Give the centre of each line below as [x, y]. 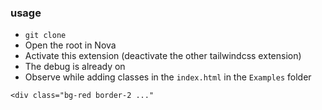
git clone [45, 36]
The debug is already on [75, 67]
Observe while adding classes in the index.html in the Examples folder [168, 77]
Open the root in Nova [70, 45]
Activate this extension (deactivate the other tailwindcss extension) [163, 56]
